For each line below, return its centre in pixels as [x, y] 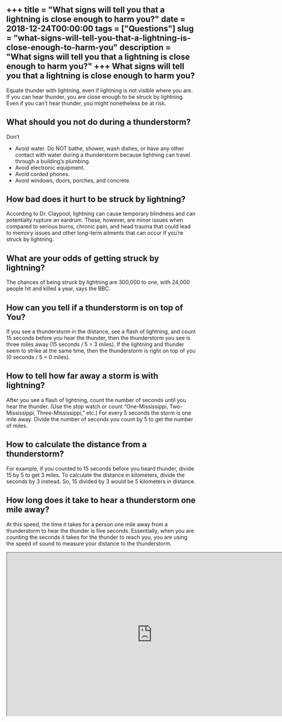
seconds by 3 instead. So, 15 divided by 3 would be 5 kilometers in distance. [101, 481]
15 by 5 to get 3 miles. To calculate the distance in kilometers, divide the [96, 475]
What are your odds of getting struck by [83, 258]
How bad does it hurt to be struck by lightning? [96, 199]
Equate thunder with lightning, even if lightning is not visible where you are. [99, 90]
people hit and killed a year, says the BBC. [58, 289]
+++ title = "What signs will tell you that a [86, 10]
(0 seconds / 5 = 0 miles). [38, 357]
